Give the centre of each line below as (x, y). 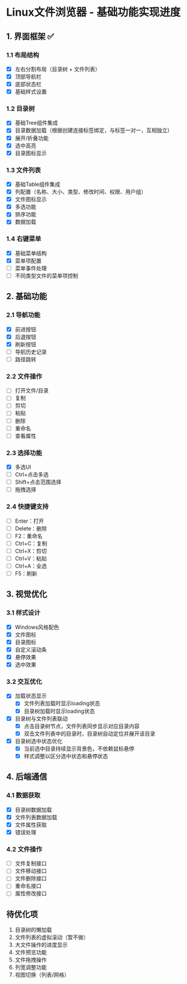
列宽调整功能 (31, 967)
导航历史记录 (31, 352)
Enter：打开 (29, 521)
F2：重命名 (29, 536)
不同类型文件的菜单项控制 (46, 275)
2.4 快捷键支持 (28, 506)
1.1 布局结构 (23, 55)
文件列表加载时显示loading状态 (62, 703)
